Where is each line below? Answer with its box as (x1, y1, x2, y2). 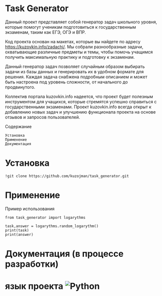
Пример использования (5, 206, 55, 212)
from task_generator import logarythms (5, 215, 86, 220)
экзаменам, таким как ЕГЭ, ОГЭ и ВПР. (5, 29, 86, 35)
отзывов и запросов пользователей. (5, 114, 81, 120)
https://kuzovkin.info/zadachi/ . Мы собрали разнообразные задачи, (5, 44, 144, 49)
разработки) (5, 259, 59, 269)
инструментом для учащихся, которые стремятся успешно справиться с (5, 99, 157, 104)
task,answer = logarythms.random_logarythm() (5, 224, 98, 229)
